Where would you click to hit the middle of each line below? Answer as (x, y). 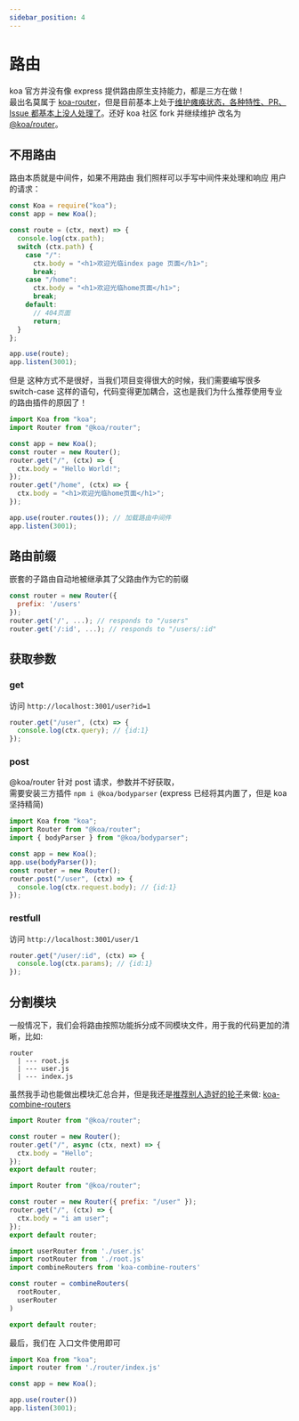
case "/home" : (51, 280)
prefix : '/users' (49, 605)
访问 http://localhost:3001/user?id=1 (80, 705)
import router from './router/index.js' (85, 1368)
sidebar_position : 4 (48, 17)
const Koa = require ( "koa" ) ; (63, 206)
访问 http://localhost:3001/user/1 (74, 938)
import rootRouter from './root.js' (77, 1259)
